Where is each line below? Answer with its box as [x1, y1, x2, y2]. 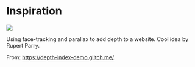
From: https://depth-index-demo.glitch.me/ [6, 53, 115, 61]
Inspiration [6, 4, 62, 18]
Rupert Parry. [6, 42, 40, 49]
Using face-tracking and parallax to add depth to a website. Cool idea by [6, 35, 189, 43]
